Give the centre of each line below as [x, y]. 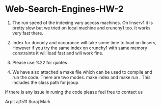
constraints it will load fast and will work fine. [58, 53]
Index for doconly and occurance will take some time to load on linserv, [84, 42]
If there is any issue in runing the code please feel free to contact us [74, 92]
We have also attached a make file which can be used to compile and [82, 72]
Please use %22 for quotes [40, 62]
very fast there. [27, 33]
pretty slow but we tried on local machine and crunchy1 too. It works [81, 27]
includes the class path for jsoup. [46, 82]
